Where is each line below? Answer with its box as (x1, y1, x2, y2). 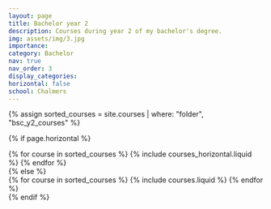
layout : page (8, 11, 53, 20)
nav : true (8, 58, 42, 66)
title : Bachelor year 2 (8, 19, 89, 28)
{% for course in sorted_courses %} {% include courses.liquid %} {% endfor (8, 175, 264, 185)
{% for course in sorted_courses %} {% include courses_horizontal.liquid (8, 149, 252, 159)
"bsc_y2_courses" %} (8, 118, 81, 128)
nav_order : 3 (8, 65, 53, 73)
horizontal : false (8, 79, 70, 87)
